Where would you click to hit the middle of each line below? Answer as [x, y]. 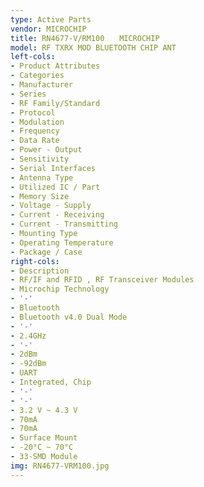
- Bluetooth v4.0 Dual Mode [69, 317]
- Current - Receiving [57, 215]
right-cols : [35, 261]
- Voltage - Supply [51, 206]
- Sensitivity [40, 159]
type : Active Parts [51, 19]
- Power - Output [46, 150]
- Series [28, 94]
